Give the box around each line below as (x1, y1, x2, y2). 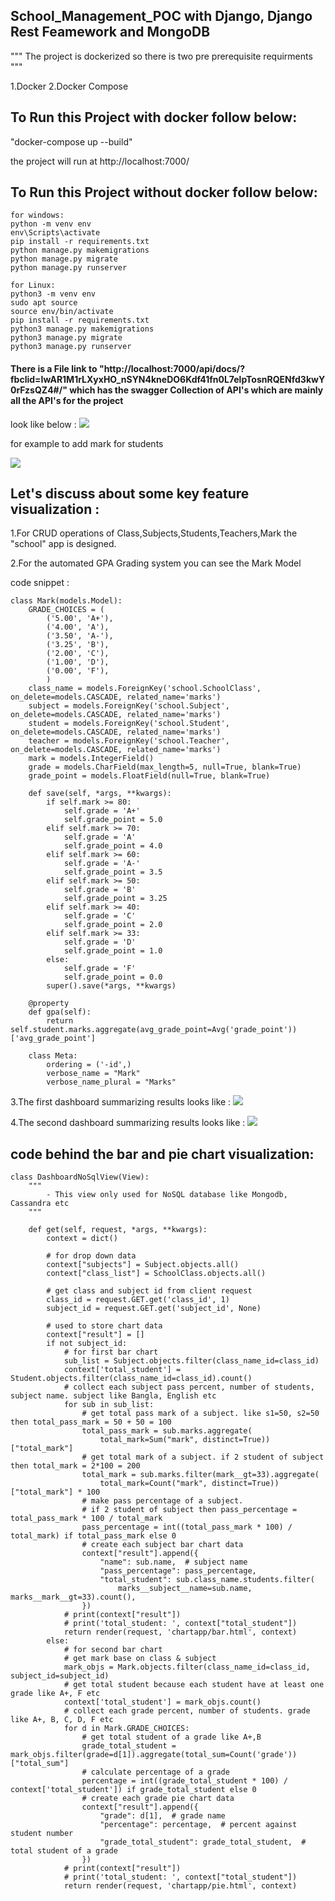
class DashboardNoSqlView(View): (10, 1172, 150, 1183)
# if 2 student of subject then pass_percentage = (81, 1505, 298, 1515)
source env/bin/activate (10, 307, 114, 317)
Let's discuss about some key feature (10, 485, 250, 503)
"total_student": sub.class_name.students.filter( (99, 1575, 315, 1585)
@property (28, 999, 70, 1009)
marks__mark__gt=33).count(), (10, 1592, 137, 1603)
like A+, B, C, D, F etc (10, 1715, 114, 1725)
